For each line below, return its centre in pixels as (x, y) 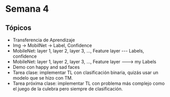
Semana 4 (27, 9)
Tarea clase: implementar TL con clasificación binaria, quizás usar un (86, 72)
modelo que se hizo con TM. (43, 78)
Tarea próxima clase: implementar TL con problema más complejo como (89, 83)
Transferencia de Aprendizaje (44, 40)
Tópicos (18, 28)
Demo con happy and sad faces (46, 67)
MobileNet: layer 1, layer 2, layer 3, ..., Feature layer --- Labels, (78, 51)
